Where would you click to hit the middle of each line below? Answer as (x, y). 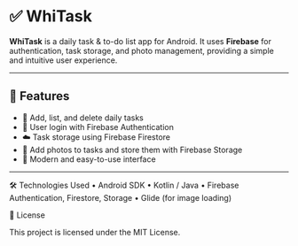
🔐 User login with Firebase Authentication (98, 127)
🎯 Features (39, 96)
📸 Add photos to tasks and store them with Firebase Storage (132, 150)
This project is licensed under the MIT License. (95, 232)
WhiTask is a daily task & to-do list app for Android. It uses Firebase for (141, 41)
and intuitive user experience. (63, 60)
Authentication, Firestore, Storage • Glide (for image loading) (121, 197)
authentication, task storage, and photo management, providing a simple (142, 50)
